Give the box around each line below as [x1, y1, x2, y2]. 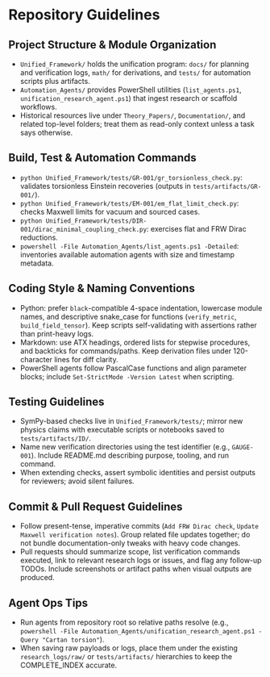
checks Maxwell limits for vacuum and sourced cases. [19, 207, 200, 216]
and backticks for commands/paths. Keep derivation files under [19, 345, 232, 356]
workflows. [19, 102, 58, 111]
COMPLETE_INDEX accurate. [19, 660, 118, 671]
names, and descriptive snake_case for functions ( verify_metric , [19, 311, 237, 321]
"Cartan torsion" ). [41, 635, 105, 645]
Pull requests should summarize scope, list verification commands [19, 547, 240, 557]
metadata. [19, 258, 54, 268]
